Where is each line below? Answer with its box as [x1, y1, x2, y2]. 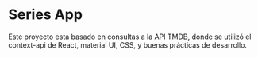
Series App [8, 6, 83, 24]
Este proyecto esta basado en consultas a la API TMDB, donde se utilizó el [8, 32, 252, 41]
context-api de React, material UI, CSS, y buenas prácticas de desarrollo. [8, 40, 248, 49]
